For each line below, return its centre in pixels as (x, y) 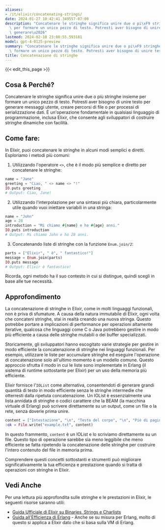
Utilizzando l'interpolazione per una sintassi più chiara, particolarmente (84, 202)
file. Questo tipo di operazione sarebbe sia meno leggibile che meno (74, 439)
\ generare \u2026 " (28, 32)
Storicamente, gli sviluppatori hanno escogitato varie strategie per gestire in (82, 344)
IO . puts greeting (23, 188)
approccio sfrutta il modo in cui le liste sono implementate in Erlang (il (76, 365)
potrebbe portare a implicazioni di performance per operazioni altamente (79, 324)
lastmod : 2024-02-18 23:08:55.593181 (44, 37)
